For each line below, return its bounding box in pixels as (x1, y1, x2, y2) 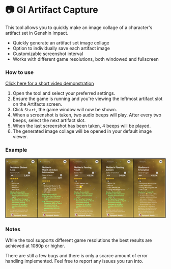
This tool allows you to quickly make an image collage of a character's (5, 24, 153, 31)
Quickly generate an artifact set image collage (12, 39, 109, 46)
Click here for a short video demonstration (5, 80, 94, 87)
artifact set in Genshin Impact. (5, 30, 69, 36)
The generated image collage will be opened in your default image (12, 128, 152, 134)
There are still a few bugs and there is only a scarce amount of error (5, 253, 148, 259)
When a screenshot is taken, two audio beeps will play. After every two (12, 112, 162, 118)
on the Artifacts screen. (12, 101, 63, 107)
